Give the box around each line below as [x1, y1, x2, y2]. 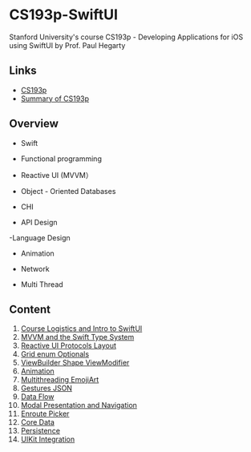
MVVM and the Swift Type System [20, 333, 135, 342]
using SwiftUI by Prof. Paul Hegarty [9, 40, 126, 50]
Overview [9, 117, 59, 131]
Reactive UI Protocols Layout [20, 341, 117, 350]
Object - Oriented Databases [20, 186, 116, 196]
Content [9, 302, 51, 316]
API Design [20, 217, 58, 227]
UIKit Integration [20, 434, 75, 444]
